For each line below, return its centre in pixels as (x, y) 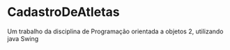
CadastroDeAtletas (63, 12)
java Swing (23, 38)
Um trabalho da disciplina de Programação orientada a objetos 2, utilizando (116, 31)
